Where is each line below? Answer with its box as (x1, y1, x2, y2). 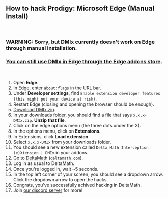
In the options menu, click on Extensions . (13, 128, 101, 134)
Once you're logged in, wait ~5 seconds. (13, 166, 99, 172)
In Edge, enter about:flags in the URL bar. (13, 85, 101, 91)
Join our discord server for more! (13, 187, 83, 193)
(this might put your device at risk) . (13, 96, 97, 102)
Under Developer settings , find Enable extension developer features (13, 90, 161, 96)
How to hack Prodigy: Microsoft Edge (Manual (6, 4, 155, 13)
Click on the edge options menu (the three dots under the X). (13, 123, 142, 129)
